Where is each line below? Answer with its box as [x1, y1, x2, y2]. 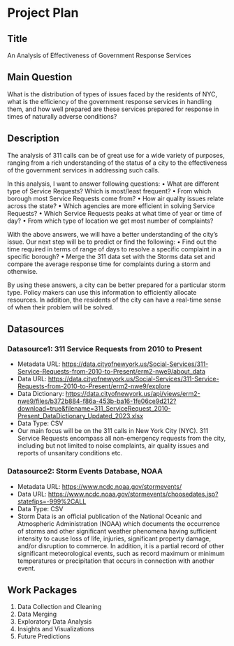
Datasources [7, 323, 64, 335]
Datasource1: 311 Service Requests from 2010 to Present [7, 344, 203, 353]
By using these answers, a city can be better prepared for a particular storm [7, 281, 226, 289]
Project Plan [7, 5, 79, 21]
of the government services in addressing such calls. [7, 166, 160, 174]
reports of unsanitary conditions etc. [17, 449, 123, 457]
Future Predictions [17, 632, 71, 640]
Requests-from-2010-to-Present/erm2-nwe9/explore [17, 382, 170, 390]
